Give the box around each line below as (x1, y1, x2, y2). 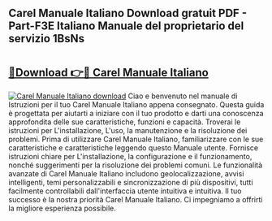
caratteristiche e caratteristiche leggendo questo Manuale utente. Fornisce (8, 143, 258, 153)
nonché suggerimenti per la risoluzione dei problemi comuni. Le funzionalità (8, 160, 263, 170)
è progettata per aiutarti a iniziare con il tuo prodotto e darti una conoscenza (8, 109, 264, 118)
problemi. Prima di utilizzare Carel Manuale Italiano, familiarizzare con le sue (8, 134, 264, 144)
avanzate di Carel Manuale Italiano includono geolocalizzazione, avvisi (8, 169, 244, 178)
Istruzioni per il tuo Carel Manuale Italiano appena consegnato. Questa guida (8, 100, 265, 109)
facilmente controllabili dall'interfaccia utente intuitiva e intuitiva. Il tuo (8, 186, 242, 196)
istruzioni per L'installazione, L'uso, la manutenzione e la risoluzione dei (8, 126, 248, 135)
